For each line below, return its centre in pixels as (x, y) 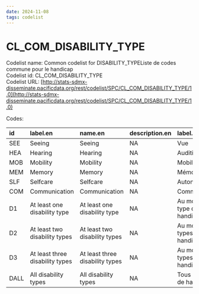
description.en (150, 133)
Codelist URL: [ (25, 82)
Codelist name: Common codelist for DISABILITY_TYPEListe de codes (91, 63)
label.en (41, 133)
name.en (92, 133)
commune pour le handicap (40, 69)
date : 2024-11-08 (28, 12)
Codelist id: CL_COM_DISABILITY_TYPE (54, 75)
